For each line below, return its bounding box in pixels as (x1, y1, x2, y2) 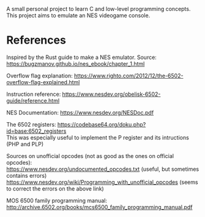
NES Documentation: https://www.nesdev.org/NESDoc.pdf (6, 109, 154, 116)
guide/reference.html (6, 97, 60, 104)
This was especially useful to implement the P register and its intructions (6, 133, 190, 141)
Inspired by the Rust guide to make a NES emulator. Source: (6, 53, 157, 61)
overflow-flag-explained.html (6, 78, 80, 85)
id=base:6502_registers (6, 127, 67, 135)
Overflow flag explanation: (6, 72, 73, 79)
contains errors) (6, 172, 47, 179)
